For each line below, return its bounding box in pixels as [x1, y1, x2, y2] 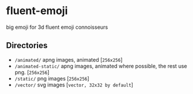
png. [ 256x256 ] [14, 69, 50, 76]
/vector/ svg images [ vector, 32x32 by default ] [14, 81, 134, 88]
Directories [6, 41, 48, 51]
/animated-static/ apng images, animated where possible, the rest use [14, 62, 188, 69]
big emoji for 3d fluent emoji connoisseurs [6, 23, 109, 31]
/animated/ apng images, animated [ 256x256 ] [14, 56, 123, 63]
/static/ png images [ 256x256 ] [14, 75, 90, 82]
